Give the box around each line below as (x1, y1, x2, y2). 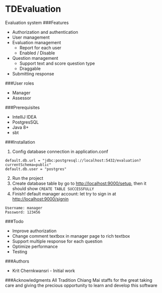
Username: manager (5, 205, 43, 210)
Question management (12, 55, 59, 61)
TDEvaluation (5, 3, 61, 15)
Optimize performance (12, 244, 58, 249)
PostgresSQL (12, 119, 39, 125)
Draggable (19, 65, 41, 72)
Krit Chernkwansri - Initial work (12, 268, 75, 273)
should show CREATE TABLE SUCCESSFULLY (12, 185, 94, 192)
